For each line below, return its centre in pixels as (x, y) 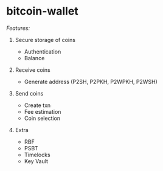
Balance (34, 58)
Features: (18, 28)
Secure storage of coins (45, 40)
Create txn (37, 105)
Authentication (43, 51)
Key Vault (36, 161)
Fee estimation (43, 111)
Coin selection (42, 118)
